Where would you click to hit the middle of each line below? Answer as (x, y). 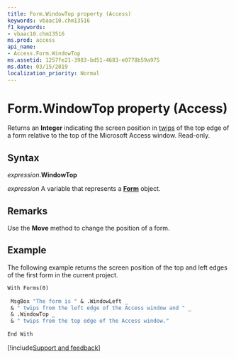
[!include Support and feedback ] (54, 348)
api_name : (22, 47)
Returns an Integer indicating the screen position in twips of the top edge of (118, 128)
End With (20, 334)
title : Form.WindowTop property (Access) (69, 14)
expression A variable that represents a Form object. (84, 189)
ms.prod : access (31, 40)
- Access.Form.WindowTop (44, 54)
